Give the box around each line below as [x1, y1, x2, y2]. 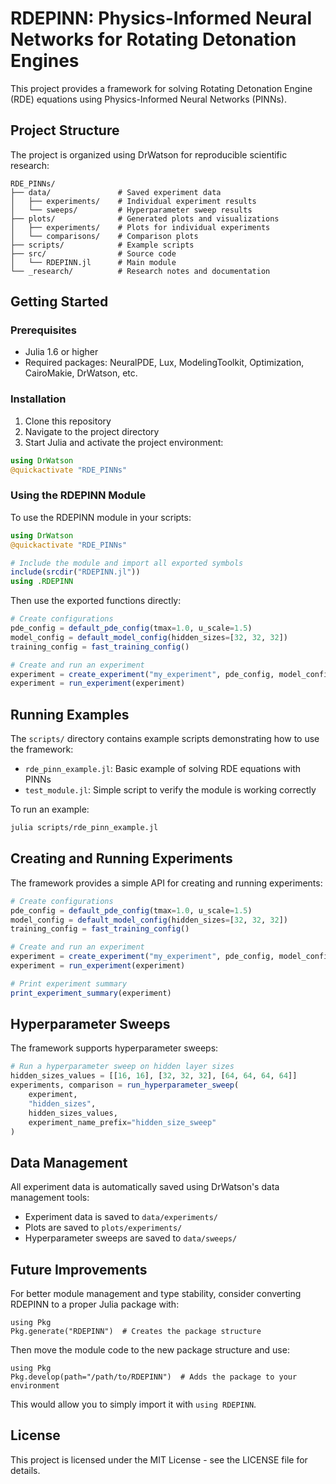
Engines [10, 50, 80, 72]
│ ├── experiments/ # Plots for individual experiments [10, 222, 271, 232]
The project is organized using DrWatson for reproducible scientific [10, 148, 288, 161]
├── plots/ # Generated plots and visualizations [10, 213, 280, 224]
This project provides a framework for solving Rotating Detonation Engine [10, 82, 313, 94]
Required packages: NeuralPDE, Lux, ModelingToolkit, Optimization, [24, 357, 305, 369]
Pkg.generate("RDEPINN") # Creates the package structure [10, 1327, 262, 1337]
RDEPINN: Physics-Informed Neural [10, 7, 313, 30]
